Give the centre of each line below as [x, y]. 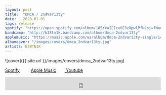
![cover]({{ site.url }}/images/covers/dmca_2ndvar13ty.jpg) [65, 60]
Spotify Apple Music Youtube [44, 70]
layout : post [19, 10]
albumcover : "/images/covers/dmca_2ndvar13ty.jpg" [58, 42]
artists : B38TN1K [23, 47]
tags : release [20, 24]
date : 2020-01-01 [25, 19]
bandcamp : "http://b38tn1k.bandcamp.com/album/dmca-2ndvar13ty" [73, 33]
